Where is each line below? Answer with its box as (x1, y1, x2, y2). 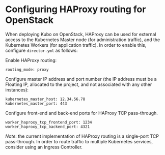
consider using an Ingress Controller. (5, 144, 83, 150)
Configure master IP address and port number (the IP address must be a (5, 76, 157, 82)
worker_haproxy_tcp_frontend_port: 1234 (5, 119, 93, 125)
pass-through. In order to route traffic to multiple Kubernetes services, (5, 138, 153, 144)
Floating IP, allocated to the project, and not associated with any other (5, 81, 152, 87)
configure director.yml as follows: (5, 47, 78, 53)
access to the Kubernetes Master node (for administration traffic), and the (5, 37, 160, 43)
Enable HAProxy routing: (5, 57, 57, 63)
